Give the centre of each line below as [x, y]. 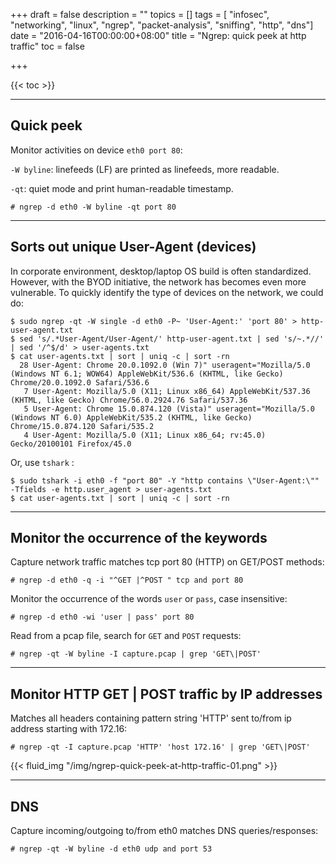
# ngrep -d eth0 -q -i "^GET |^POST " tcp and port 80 [127, 580]
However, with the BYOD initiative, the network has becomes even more [158, 281]
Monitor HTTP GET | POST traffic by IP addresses [166, 694]
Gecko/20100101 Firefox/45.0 [71, 444]
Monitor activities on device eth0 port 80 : [96, 150]
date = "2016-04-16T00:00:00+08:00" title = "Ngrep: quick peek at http [158, 35]
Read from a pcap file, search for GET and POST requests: [126, 636]
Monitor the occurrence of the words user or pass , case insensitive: [149, 599]
